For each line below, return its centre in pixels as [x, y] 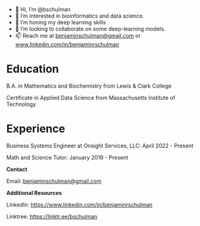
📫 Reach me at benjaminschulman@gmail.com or [78, 36]
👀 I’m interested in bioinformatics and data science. [80, 16]
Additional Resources [34, 192]
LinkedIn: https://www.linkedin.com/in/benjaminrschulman [80, 205]
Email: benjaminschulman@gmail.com [54, 181]
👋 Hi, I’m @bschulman [43, 9]
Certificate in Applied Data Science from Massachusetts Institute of [91, 97]
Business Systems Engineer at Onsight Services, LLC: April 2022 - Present [100, 146]
